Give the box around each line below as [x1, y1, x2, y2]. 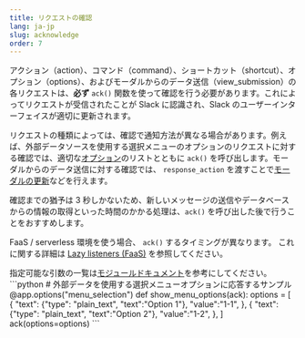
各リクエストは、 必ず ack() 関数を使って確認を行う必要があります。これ [9, 87, 280, 98]
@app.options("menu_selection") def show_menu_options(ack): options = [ [9, 289, 291, 301]
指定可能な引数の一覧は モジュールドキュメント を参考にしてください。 [9, 268, 272, 279]
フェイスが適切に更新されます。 [16, 110, 137, 121]
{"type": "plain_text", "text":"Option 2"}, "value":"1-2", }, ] [9, 309, 224, 320]
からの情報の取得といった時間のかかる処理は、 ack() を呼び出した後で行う [9, 206, 288, 217]
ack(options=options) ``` [9, 318, 100, 329]
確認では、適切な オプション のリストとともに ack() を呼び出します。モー [16, 152, 290, 164]
